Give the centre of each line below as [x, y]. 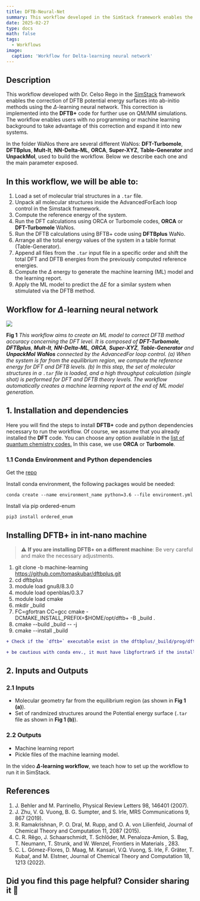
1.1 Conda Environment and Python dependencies [79, 459]
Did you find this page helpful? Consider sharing [98, 881]
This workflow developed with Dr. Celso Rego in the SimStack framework [96, 94]
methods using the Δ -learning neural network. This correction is [85, 107]
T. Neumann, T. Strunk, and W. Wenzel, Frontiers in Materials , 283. [97, 843]
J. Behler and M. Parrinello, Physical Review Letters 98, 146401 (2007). [101, 805]
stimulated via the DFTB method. [55, 291]
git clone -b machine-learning [51, 567]
